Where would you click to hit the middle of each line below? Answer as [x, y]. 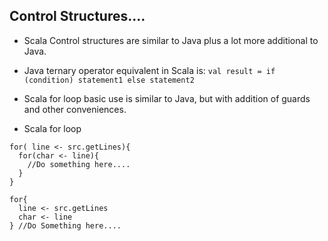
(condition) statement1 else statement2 [109, 80]
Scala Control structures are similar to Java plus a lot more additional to [171, 40]
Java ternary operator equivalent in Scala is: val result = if [149, 70]
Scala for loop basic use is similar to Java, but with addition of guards [167, 98]
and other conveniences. [75, 109]
